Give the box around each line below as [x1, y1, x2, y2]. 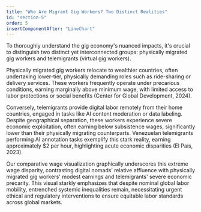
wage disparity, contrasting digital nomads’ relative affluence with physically [6, 167, 196, 174]
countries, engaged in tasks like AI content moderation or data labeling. [6, 110, 183, 117]
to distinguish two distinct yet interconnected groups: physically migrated [6, 49, 188, 56]
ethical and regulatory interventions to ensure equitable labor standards [6, 192, 184, 199]
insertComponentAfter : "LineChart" [6, 25, 95, 32]
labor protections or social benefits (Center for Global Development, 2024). [6, 92, 192, 99]
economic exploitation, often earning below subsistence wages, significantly [6, 123, 196, 130]
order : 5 [6, 20, 28, 26]
